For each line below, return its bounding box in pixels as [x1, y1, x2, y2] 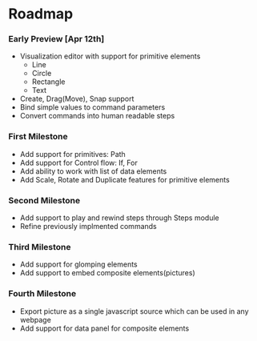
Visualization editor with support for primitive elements [19, 51, 201, 61]
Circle [31, 69, 52, 78]
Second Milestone [8, 195, 81, 206]
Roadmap [8, 5, 74, 23]
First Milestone [8, 131, 68, 142]
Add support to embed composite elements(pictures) [19, 268, 196, 278]
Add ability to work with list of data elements [19, 166, 167, 176]
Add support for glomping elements [19, 259, 138, 269]
